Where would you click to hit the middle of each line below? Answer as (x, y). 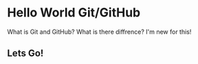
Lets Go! (25, 53)
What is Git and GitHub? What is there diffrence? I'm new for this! (99, 32)
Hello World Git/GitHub (74, 13)
